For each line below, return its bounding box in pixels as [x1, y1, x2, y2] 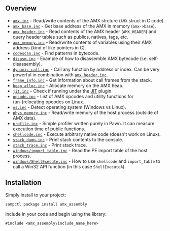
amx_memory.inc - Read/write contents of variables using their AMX [12, 39, 152, 45]
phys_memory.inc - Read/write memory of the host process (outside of [12, 109, 159, 115]
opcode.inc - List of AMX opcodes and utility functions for [12, 93, 134, 99]
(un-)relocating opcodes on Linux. [12, 99, 85, 105]
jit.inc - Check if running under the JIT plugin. [12, 88, 113, 94]
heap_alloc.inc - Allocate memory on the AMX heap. [12, 82, 124, 89]
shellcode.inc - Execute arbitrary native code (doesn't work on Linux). [12, 131, 161, 137]
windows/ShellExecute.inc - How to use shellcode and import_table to [12, 158, 161, 164]
